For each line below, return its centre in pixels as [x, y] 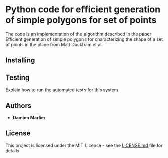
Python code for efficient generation [83, 9]
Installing [20, 61]
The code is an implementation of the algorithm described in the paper [78, 34]
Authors [18, 105]
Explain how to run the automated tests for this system [62, 90]
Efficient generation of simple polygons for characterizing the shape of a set [84, 39]
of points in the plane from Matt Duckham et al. [54, 44]
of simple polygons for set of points [81, 20]
